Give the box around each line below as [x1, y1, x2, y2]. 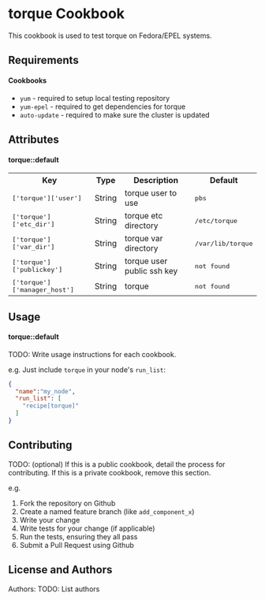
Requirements [8, 54, 79, 67]
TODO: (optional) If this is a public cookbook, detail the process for [8, 459, 226, 469]
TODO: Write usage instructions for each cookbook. [8, 349, 177, 359]
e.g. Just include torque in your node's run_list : [8, 364, 166, 375]
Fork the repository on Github [19, 498, 116, 508]
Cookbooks [8, 76, 47, 85]
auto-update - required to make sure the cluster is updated [19, 110, 211, 119]
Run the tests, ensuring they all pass [19, 531, 138, 541]
